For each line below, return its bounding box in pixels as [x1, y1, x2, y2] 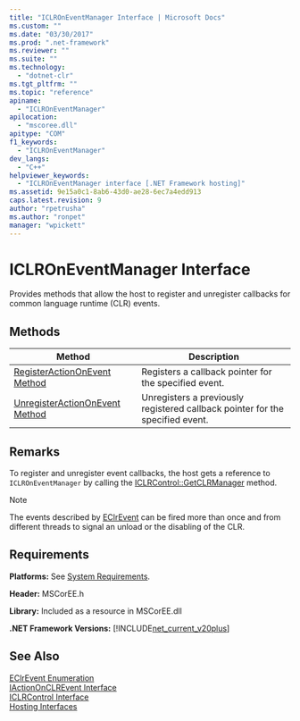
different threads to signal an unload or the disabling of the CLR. [9, 522, 246, 532]
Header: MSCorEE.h [9, 588, 85, 599]
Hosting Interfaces [9, 700, 78, 711]
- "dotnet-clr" [17, 71, 74, 80]
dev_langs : [9, 154, 50, 163]
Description [188, 350, 239, 363]
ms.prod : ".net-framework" [9, 38, 110, 47]
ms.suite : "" [9, 54, 58, 63]
